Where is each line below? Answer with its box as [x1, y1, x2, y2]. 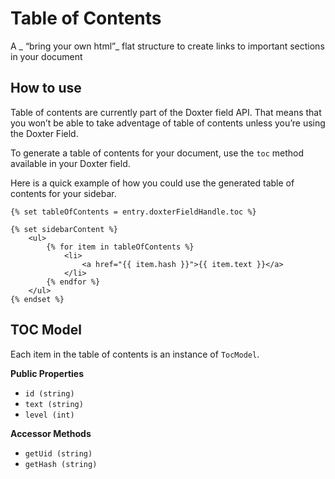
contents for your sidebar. [10, 187, 117, 199]
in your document [10, 50, 83, 62]
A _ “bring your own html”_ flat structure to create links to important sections [10, 40, 325, 52]
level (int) [24, 410, 75, 420]
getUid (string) [24, 448, 93, 459]
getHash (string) [24, 459, 98, 469]
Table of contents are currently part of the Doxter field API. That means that [10, 106, 322, 118]
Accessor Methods [10, 427, 92, 439]
